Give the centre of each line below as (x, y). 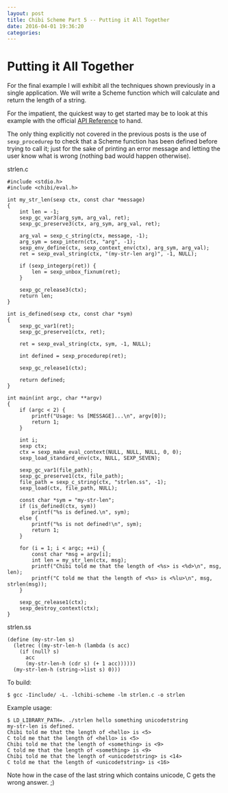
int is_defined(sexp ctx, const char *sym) (70, 314)
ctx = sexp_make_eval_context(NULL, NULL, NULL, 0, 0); (101, 452)
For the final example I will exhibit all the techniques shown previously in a (111, 86)
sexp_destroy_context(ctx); (59, 608)
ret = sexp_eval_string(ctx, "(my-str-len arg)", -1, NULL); (108, 254)
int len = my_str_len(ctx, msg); (79, 560)
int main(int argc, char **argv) (55, 398)
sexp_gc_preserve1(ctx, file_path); (72, 476)
